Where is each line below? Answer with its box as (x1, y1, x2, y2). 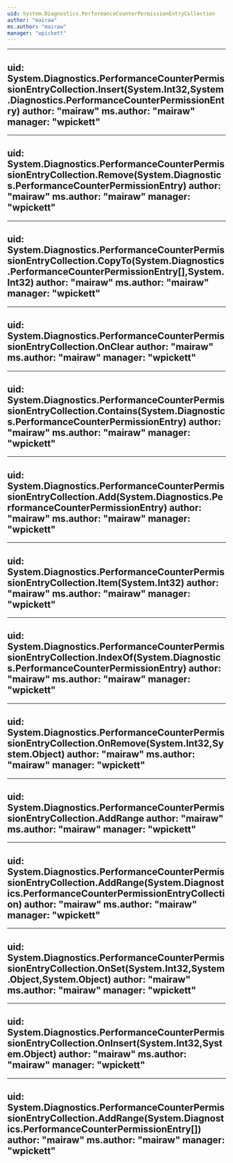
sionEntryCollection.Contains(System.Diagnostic (7, 405, 225, 417)
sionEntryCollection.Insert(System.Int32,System (7, 83, 224, 95)
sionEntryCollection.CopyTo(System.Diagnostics (7, 255, 225, 267)
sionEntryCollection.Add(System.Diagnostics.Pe (7, 491, 223, 503)
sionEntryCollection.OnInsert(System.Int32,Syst (7, 1037, 223, 1049)
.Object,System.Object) (7, 973, 112, 985)
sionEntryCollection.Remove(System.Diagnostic (7, 169, 222, 181)
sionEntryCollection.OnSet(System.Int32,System (7, 962, 225, 974)
